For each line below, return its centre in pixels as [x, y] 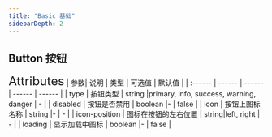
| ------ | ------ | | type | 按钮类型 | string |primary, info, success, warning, [132, 94]
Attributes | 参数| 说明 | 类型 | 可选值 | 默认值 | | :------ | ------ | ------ [136, 81]
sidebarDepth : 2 [36, 24]
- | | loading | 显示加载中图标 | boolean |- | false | [90, 124]
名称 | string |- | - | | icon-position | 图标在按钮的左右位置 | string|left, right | [134, 114]
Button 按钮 [38, 58]
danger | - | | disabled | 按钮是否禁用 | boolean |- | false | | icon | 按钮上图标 [135, 104]
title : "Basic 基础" [42, 16]
